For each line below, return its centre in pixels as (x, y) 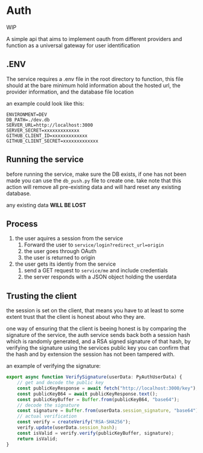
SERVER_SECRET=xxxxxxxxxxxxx (43, 130)
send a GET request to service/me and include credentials (96, 271)
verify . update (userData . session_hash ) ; (67, 428)
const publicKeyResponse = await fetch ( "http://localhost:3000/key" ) (107, 388)
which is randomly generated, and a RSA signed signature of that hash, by (98, 341)
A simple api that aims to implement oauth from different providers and (94, 39)
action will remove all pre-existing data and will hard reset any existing (94, 187)
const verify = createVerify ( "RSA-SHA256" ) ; (74, 422)
